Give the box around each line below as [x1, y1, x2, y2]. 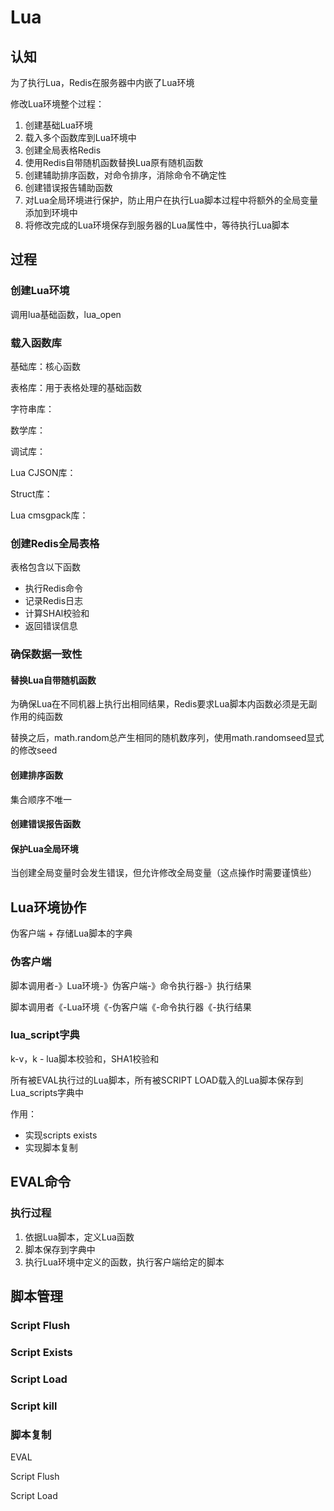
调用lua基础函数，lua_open [10, 308, 122, 320]
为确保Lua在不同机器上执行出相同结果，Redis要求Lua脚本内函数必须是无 [10, 698, 309, 710]
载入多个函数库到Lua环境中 [24, 132, 137, 143]
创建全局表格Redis [24, 144, 102, 156]
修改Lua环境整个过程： [10, 98, 105, 110]
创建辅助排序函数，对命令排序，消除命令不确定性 [24, 169, 227, 181]
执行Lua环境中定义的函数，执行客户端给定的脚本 [24, 1256, 225, 1268]
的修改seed [10, 744, 58, 756]
